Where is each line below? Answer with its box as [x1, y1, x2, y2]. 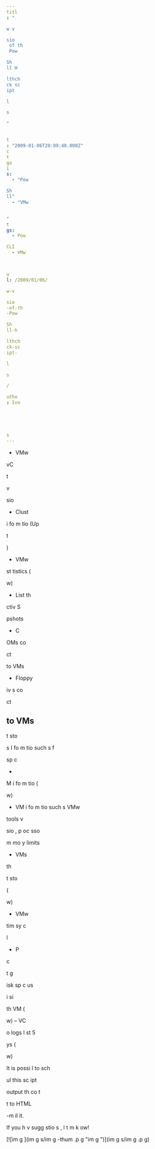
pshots [6, 615, 24, 622]
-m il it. [6, 1112, 25, 1119]
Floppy [15, 674, 33, 682]
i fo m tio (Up [6, 520, 40, 527]
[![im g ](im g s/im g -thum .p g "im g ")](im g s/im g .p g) [6, 1136, 150, 1143]
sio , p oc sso [6, 827, 40, 834]
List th [15, 591, 31, 598]
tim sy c [6, 922, 26, 929]
